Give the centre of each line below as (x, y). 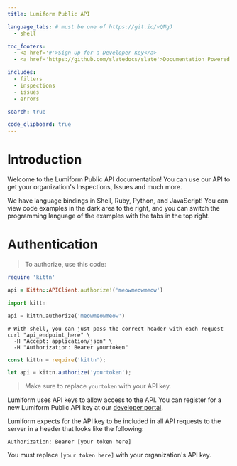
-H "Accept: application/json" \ (63, 341)
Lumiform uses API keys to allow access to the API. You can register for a (115, 400)
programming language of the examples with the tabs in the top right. (109, 216)
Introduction (45, 160)
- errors (27, 99)
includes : (22, 73)
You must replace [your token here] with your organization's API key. (109, 455)
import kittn (27, 303)
